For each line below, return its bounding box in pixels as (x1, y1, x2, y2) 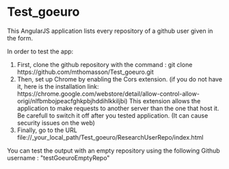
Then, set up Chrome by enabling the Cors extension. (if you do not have (16, 75, 223, 83)
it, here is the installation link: (16, 82, 99, 90)
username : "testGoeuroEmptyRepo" (7, 153, 110, 161)
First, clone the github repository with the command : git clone (16, 60, 193, 68)
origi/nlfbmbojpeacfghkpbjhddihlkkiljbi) (16, 96, 128, 105)
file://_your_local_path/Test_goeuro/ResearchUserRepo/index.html (16, 133, 204, 141)
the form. (7, 34, 33, 42)
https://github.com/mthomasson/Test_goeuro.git (16, 68, 154, 76)
